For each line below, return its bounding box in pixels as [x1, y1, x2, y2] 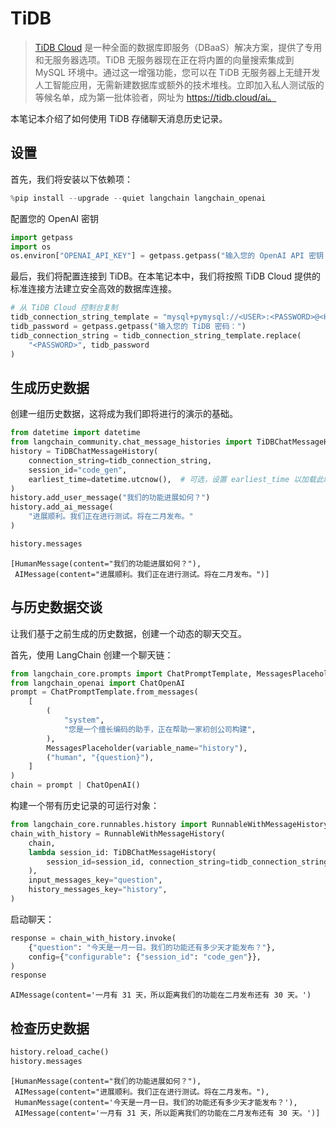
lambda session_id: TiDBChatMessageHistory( [28, 847, 217, 857]
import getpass [10, 232, 74, 242]
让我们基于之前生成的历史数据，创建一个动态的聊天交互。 [10, 627, 247, 639]
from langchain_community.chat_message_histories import [10, 437, 253, 447]
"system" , [63, 715, 105, 725]
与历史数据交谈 [10, 599, 103, 616]
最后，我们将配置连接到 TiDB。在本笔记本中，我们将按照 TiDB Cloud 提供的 [10, 270, 321, 282]
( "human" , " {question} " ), [46, 752, 155, 762]
